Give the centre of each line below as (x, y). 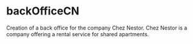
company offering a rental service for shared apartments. (78, 34)
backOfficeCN (43, 11)
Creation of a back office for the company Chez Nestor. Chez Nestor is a (97, 28)
